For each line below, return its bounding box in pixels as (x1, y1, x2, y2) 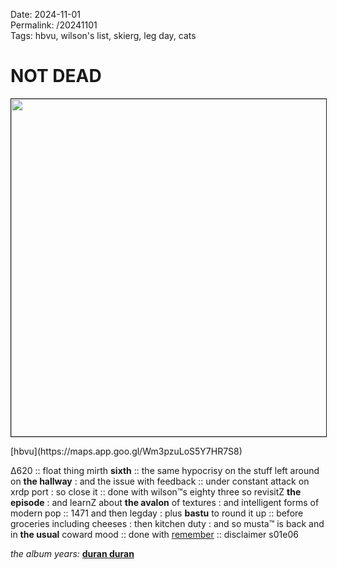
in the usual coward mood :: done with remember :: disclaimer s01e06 (10, 528, 299, 540)
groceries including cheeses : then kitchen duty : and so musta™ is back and (10, 517, 325, 529)
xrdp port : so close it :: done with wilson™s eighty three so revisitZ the (10, 485, 302, 498)
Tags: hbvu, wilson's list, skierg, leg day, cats (10, 30, 197, 41)
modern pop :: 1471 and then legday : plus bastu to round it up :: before (10, 507, 304, 519)
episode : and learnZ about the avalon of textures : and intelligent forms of (10, 496, 320, 508)
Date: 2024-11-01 (10, 9, 82, 20)
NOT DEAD (10, 65, 102, 88)
